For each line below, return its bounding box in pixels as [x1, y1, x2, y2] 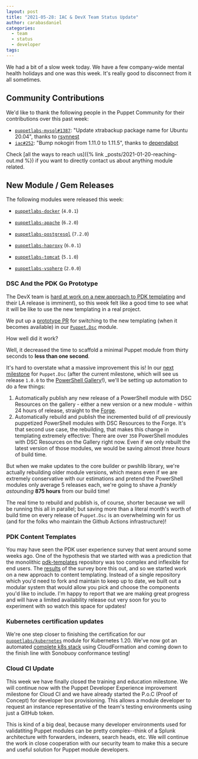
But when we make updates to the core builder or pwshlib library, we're [6, 462, 180, 469]
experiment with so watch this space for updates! [6, 602, 126, 609]
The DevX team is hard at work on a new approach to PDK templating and [6, 293, 186, 300]
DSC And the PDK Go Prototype [6, 279, 99, 288]
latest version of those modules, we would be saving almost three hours [14, 444, 190, 451]
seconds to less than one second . [6, 353, 90, 360]
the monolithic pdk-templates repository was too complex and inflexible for [6, 558, 189, 566]
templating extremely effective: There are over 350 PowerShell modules [14, 432, 189, 439]
